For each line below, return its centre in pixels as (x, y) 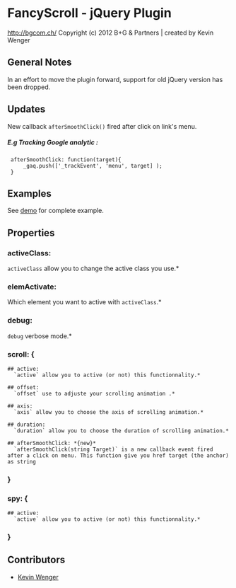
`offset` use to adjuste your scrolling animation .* (94, 393)
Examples (29, 194)
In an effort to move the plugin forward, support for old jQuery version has (115, 79)
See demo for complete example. (56, 211)
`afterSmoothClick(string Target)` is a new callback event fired (113, 449)
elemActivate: (32, 287)
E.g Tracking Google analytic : (53, 142)
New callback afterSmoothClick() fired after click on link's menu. (102, 126)
